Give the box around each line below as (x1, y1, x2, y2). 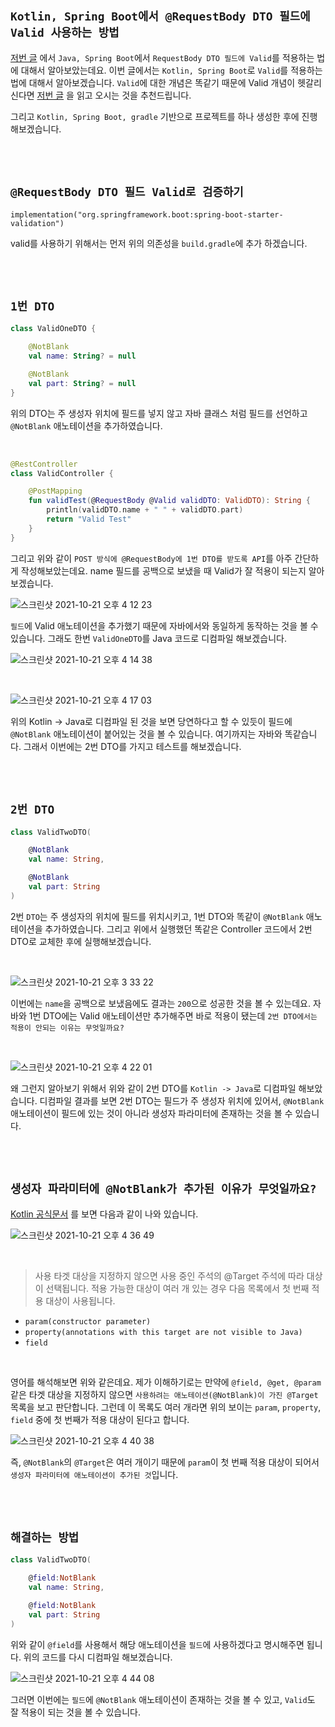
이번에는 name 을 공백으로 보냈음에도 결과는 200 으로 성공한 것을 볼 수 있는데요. (10, 997, 311, 1009)
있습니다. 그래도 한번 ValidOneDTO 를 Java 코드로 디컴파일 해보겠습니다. (10, 632, 287, 644)
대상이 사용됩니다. (45, 1294, 116, 1307)
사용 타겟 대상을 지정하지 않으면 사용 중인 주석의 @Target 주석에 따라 (34, 1269, 305, 1282)
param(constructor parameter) (24, 1316, 152, 1327)
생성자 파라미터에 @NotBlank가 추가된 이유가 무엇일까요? (10, 1182, 317, 1197)
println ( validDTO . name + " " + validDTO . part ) (46, 505, 244, 515)
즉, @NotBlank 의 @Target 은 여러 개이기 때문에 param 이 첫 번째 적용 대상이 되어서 (10, 1456, 320, 1468)
